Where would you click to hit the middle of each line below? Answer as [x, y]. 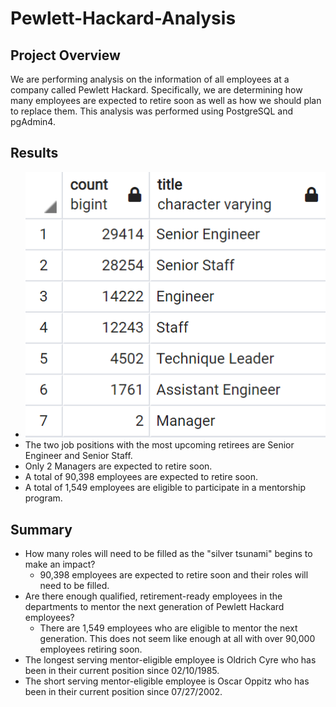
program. [43, 498]
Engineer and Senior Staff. [78, 456]
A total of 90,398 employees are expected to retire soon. [141, 477]
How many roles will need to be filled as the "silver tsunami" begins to [168, 554]
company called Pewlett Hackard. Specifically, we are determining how [156, 90]
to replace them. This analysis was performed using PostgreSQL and [152, 111]
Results [34, 153]
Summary [41, 529]
